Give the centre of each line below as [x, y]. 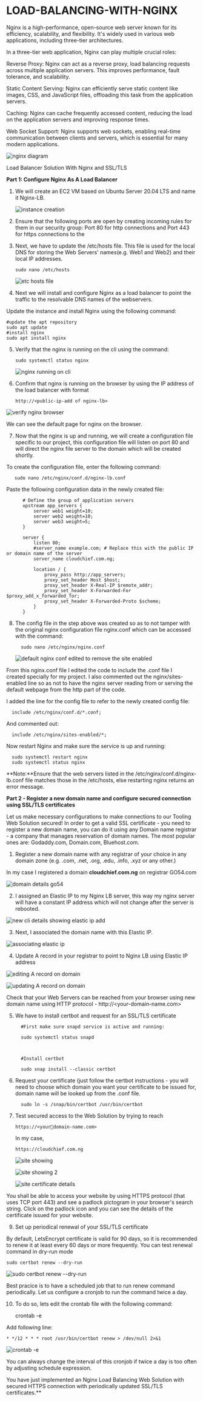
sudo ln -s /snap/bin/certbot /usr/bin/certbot [82, 1104]
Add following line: [29, 1327]
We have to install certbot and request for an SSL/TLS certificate [96, 1015]
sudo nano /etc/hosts [42, 270]
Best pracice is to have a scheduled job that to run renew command [91, 1285]
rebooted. [27, 908]
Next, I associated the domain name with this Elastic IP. [84, 932]
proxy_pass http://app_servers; [85, 575]
